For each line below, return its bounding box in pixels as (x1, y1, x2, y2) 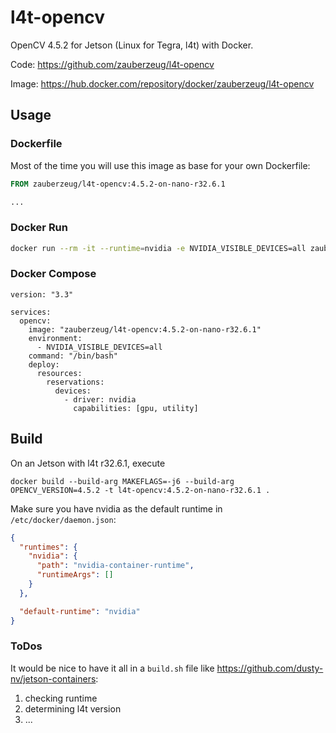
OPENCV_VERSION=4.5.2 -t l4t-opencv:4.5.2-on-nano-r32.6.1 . (10, 485, 271, 495)
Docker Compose (10, 267, 97, 281)
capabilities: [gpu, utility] (73, 403, 199, 413)
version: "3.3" (10, 289, 74, 300)
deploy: (28, 359, 60, 370)
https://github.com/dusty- (216, 662, 324, 674)
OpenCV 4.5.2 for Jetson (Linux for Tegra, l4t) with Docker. (10, 39, 254, 51)
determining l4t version (24, 702, 122, 715)
